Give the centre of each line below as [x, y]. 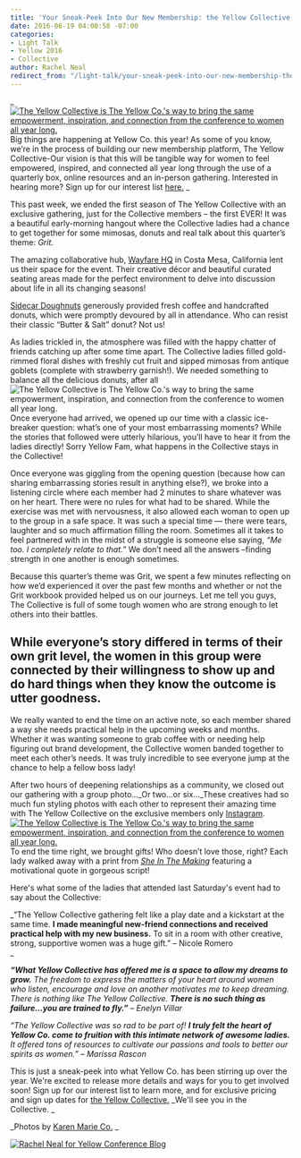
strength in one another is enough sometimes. [95, 558]
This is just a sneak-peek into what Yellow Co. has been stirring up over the [149, 1071]
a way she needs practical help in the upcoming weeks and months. [135, 729]
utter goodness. [56, 698]
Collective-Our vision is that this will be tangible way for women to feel [140, 158]
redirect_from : [38, 76]
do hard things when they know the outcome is [143, 684]
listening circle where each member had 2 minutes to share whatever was [146, 492]
